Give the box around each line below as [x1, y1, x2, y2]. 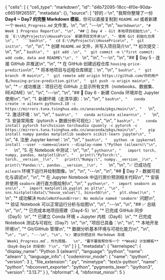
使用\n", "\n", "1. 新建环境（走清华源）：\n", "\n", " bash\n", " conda [5, 96, 145, 101]
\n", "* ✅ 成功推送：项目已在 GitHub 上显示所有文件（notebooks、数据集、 [5, 84, 157, 89]
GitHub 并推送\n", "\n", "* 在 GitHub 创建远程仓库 [10, 61, 110, 66]
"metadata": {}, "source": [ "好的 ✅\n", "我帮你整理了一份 [37, 10, 153, 16]
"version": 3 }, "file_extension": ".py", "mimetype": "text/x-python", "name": [5, 259, 158, 265]
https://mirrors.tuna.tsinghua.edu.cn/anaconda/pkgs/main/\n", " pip [5, 127, 155, 132]
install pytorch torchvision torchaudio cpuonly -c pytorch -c [5, 123, 138, 128]
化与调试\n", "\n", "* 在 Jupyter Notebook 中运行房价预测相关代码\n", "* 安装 [5, 174, 160, 180]
